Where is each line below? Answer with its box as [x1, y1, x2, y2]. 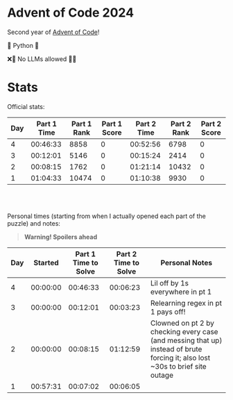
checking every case [150, 326, 218, 336]
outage [150, 370, 173, 380]
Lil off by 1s [150, 278, 189, 287]
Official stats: [7, 102, 45, 110]
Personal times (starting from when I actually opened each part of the [7, 212, 206, 220]
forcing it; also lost [150, 353, 210, 362]
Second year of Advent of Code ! [7, 28, 100, 36]
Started [33, 258, 59, 267]
